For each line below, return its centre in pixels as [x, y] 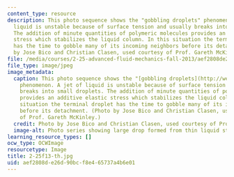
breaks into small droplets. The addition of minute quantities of [119, 91]
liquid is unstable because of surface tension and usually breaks [114, 26]
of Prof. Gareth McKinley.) [60, 117]
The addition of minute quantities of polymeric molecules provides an [120, 33]
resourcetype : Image [37, 150]
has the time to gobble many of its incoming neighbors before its [114, 46]
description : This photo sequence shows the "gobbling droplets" [104, 20]
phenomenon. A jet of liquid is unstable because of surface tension [123, 85]
